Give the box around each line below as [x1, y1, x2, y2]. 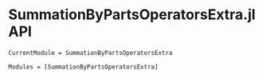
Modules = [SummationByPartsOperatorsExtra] [8, 62, 159, 71]
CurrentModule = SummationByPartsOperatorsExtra [8, 49, 173, 57]
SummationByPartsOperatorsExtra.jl [8, 6, 256, 24]
